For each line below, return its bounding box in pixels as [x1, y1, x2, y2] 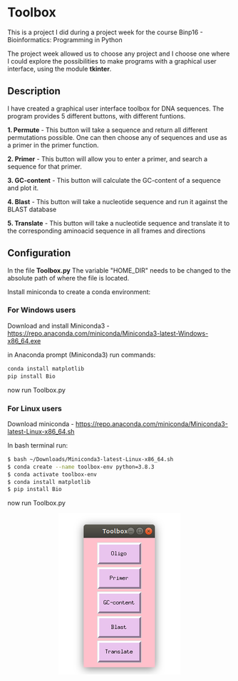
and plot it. [7, 183, 39, 192]
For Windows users [7, 305, 76, 315]
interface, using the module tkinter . [7, 64, 112, 73]
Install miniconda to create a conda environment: [7, 287, 151, 296]
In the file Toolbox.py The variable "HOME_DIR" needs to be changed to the [7, 266, 232, 275]
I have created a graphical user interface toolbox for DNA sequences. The [7, 104, 224, 113]
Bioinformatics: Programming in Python [7, 35, 123, 44]
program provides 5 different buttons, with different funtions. [7, 111, 186, 120]
